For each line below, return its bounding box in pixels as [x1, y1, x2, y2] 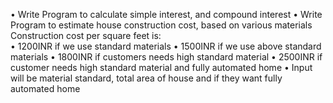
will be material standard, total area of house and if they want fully [10, 72, 283, 84]
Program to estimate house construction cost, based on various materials [10, 19, 313, 31]
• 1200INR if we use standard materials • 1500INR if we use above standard [10, 40, 322, 52]
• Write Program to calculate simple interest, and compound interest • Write [10, 9, 323, 20]
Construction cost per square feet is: [10, 30, 162, 41]
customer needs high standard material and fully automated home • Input [10, 62, 313, 73]
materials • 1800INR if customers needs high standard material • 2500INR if [10, 51, 323, 63]
